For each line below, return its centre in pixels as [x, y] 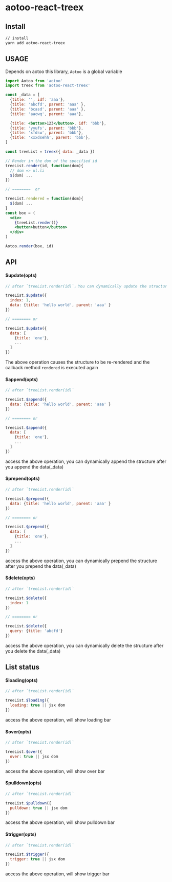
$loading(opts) [21, 680]
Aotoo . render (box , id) [29, 246]
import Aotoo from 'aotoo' [34, 81]
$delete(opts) [20, 578]
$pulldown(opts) [24, 783]
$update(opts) [21, 275]
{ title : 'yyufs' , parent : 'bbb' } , [47, 128]
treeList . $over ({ [24, 752]
